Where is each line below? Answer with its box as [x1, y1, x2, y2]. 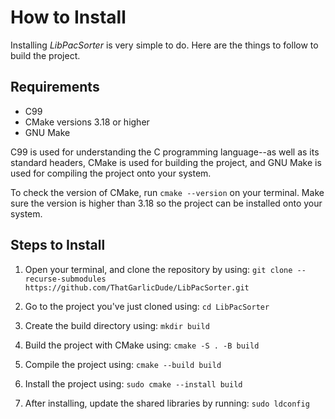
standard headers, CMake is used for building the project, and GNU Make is [10, 156, 322, 168]
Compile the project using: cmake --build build [24, 358, 222, 370]
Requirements [10, 79, 100, 96]
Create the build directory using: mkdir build [24, 319, 210, 331]
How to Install [10, 6, 127, 29]
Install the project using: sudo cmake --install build [24, 377, 243, 390]
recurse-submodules [24, 274, 107, 284]
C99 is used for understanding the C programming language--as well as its [10, 146, 320, 158]
